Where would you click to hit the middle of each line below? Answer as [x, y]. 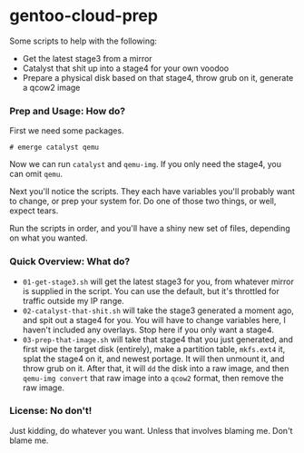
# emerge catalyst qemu [54, 148]
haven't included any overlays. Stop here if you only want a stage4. [148, 330]
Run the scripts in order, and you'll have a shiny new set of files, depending [150, 229]
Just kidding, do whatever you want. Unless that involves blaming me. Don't [151, 430]
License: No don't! [51, 411]
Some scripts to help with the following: [83, 41]
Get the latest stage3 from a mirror [87, 58]
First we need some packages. [67, 131]
